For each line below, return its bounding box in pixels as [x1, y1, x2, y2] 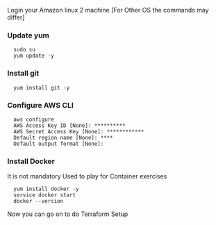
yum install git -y [13, 84, 70, 91]
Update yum [7, 31, 50, 40]
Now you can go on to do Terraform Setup [7, 210, 128, 218]
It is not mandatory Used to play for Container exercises [7, 172, 167, 181]
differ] [7, 13, 25, 22]
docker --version [13, 198, 64, 205]
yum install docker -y [13, 185, 79, 193]
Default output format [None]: [13, 140, 104, 147]
